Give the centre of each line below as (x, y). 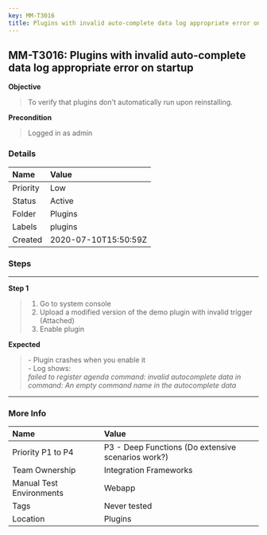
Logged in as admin (60, 133)
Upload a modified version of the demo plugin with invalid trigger (146, 312)
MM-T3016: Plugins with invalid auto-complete (127, 55)
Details (22, 154)
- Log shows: (49, 368)
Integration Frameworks (148, 471)
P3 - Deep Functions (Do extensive (170, 447)
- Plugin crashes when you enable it (86, 360)
